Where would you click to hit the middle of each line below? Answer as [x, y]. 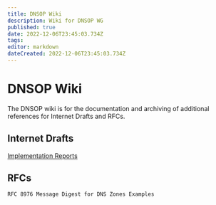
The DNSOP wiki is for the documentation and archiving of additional [108, 108]
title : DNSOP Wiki [35, 14]
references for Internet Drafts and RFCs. [66, 116]
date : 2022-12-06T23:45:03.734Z [55, 34]
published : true [31, 27]
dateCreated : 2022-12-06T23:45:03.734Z [67, 54]
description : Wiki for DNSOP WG [55, 21]
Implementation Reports [43, 156]
